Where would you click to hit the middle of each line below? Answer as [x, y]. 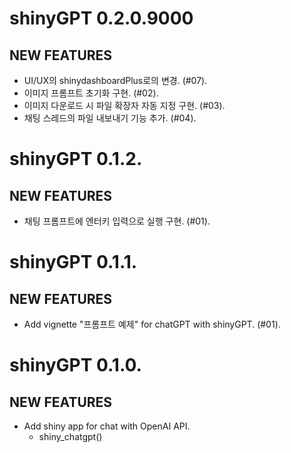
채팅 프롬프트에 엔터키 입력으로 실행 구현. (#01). [117, 221]
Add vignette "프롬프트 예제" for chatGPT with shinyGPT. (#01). [152, 324]
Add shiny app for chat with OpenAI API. [107, 426]
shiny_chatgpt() [70, 436]
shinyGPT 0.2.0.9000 [101, 18]
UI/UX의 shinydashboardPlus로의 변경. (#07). [115, 80]
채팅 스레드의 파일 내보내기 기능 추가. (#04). [110, 118]
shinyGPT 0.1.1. [73, 262]
